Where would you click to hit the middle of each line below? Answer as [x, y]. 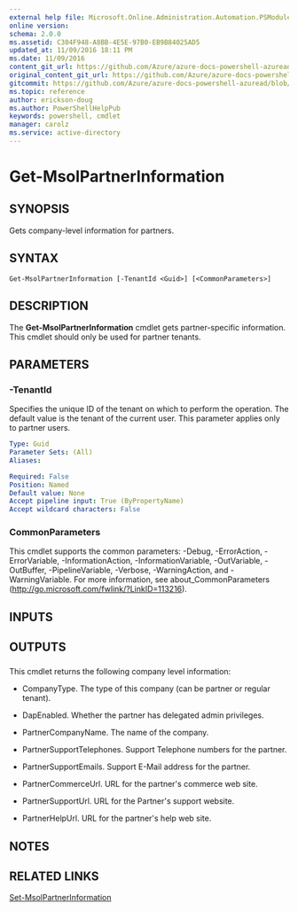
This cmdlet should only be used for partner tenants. [105, 337]
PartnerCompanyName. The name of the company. [115, 733]
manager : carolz [39, 125]
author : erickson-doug [51, 100]
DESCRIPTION [49, 306]
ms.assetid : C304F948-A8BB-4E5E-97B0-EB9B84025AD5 [105, 42]
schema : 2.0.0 [35, 34]
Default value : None [47, 493]
